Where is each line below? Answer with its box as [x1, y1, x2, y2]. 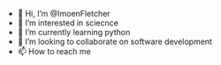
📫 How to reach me [17, 47, 91, 56]
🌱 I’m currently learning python [17, 27, 131, 37]
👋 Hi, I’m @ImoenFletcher [17, 9, 110, 18]
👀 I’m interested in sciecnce [17, 18, 119, 28]
